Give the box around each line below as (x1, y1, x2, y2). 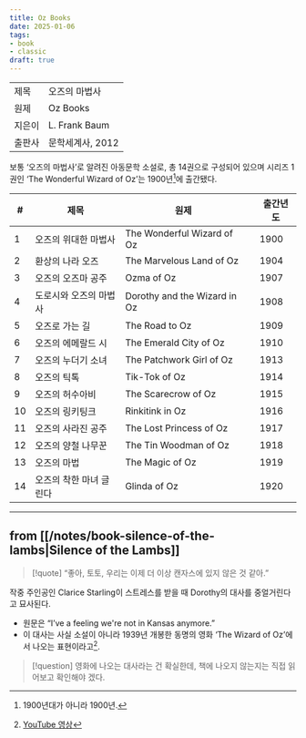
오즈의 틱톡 (35, 371, 80, 384)
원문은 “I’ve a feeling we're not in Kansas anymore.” (22, 618, 216, 629)
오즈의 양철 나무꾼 (35, 439, 107, 452)
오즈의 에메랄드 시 (35, 336, 107, 349)
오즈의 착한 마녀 (35, 473, 99, 486)
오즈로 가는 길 (35, 320, 91, 333)
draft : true (9, 56, 55, 65)
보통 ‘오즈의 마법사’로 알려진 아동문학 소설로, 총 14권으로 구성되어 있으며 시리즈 (9, 161, 290, 172)
